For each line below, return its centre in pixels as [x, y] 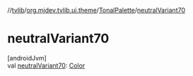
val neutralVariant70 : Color [46, 65]
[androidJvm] [27, 58]
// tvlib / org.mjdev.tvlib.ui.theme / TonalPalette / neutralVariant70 [96, 10]
